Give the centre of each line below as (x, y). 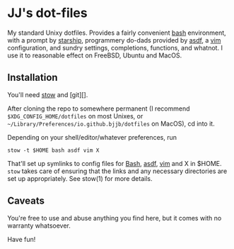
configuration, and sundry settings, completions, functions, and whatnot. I (115, 48)
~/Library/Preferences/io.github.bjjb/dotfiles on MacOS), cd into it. (111, 123)
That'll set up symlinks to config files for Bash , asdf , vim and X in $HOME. (115, 163)
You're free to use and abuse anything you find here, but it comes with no (115, 218)
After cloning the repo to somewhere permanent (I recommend (99, 109)
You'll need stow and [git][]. (48, 94)
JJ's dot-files (47, 13)
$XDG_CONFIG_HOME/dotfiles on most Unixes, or (75, 116)
